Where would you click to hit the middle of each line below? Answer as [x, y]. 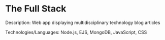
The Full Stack [36, 9]
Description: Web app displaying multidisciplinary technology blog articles [83, 22]
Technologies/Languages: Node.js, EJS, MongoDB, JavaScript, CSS [76, 32]
